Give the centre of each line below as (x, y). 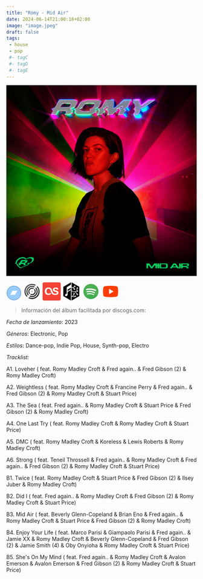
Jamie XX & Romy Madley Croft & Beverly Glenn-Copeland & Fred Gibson (97, 538)
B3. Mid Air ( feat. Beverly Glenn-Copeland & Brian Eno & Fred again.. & (95, 514)
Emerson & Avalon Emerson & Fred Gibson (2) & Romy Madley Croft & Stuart (101, 563)
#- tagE (18, 70)
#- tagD (18, 64)
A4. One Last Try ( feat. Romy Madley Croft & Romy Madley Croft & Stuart (98, 423)
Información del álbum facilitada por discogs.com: (83, 310)
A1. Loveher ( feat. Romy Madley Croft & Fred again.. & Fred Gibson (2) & (96, 369)
